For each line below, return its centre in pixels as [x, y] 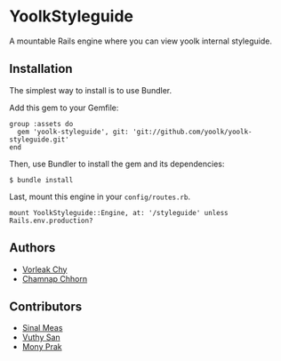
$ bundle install [41, 180]
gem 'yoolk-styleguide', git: [73, 132]
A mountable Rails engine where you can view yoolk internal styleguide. [141, 41]
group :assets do [41, 124]
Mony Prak [42, 347]
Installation [41, 69]
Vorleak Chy [44, 269]
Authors [32, 248]
